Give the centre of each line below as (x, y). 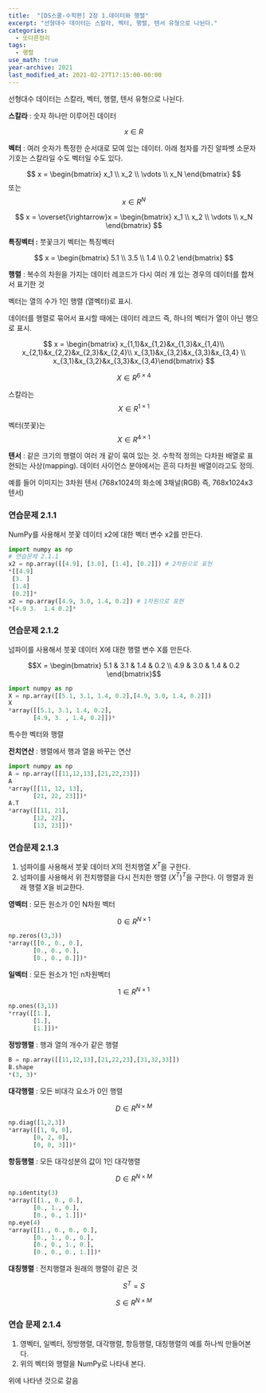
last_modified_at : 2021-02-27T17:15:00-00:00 (85, 75)
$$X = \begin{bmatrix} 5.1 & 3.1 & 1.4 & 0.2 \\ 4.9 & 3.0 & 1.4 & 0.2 (134, 665)
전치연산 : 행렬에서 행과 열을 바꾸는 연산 (70, 751)
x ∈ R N (134, 201)
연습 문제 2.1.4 (35, 1324)
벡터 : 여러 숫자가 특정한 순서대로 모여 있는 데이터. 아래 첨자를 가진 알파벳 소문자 (132, 148)
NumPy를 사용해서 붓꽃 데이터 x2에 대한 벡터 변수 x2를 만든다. (106, 534)
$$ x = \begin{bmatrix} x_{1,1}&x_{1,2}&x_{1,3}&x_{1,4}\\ (134, 344)
